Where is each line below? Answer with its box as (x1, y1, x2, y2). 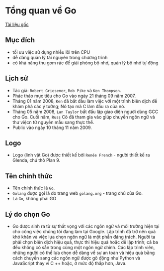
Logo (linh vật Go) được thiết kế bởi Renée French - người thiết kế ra (12, 152, 150, 158)
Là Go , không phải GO (12, 196, 57, 202)
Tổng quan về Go (5, 5, 77, 16)
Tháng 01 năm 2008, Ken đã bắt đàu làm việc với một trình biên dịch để (12, 98, 158, 104)
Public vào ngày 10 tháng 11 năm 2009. (12, 125, 92, 131)
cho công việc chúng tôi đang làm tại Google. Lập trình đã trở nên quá (12, 229, 156, 234)
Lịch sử (5, 74, 28, 83)
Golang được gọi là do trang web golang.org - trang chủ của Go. (12, 190, 143, 196)
